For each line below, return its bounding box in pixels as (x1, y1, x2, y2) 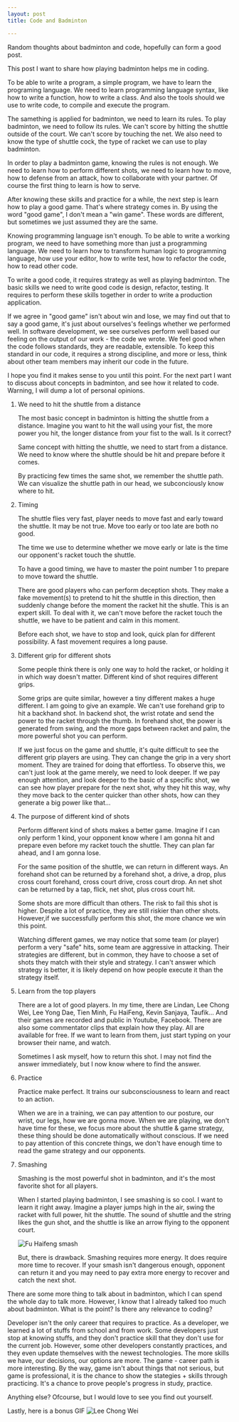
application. (7, 298, 42, 307)
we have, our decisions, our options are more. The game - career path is (7, 1356, 220, 1364)
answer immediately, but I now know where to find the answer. (17, 1059, 201, 1068)
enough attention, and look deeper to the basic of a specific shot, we (17, 775, 221, 784)
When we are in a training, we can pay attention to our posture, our (17, 1108, 215, 1117)
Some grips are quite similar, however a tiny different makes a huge (17, 694, 216, 702)
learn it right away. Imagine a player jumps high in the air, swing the (17, 1203, 216, 1211)
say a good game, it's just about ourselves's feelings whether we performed (7, 319, 231, 328)
